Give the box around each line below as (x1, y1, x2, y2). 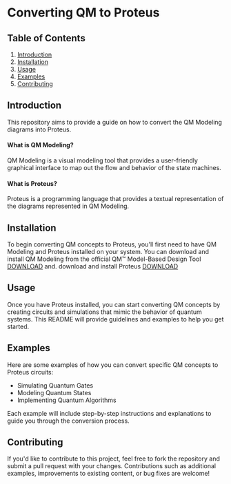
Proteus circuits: (7, 368, 54, 376)
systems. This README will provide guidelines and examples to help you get (7, 315, 224, 323)
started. (7, 322, 30, 330)
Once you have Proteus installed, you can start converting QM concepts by (7, 300, 221, 308)
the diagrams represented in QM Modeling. (7, 202, 130, 211)
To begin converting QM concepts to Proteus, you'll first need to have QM (7, 240, 217, 249)
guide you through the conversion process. (7, 417, 130, 425)
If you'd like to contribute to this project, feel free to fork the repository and (7, 454, 221, 463)
